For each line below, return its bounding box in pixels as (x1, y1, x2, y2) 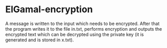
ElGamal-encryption (5, 4, 93, 15)
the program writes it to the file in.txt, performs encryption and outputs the (5, 26, 162, 32)
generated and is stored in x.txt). (5, 37, 74, 43)
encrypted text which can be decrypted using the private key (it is (5, 31, 144, 37)
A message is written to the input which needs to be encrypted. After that (5, 20, 160, 27)
